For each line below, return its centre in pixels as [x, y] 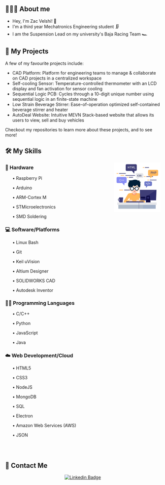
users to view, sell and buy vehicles [48, 120]
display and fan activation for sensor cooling [57, 88]
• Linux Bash [25, 242]
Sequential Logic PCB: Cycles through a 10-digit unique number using [83, 94]
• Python [21, 323]
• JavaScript [25, 333]
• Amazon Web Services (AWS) [44, 426]
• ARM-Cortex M [29, 198]
